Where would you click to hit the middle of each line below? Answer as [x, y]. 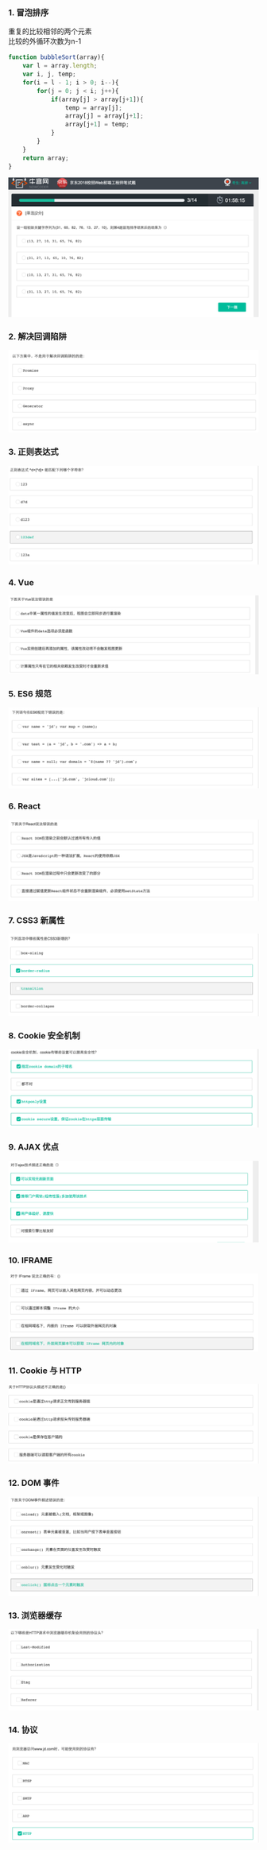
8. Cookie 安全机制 [44, 1035]
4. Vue [21, 582]
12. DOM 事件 [34, 1483]
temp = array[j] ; [94, 108]
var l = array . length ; [60, 66]
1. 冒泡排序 [29, 12]
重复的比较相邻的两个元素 [50, 31]
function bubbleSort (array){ [56, 57]
